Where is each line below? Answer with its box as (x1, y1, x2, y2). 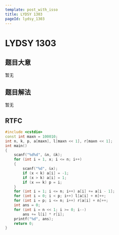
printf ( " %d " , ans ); (14, 216, 54, 221)
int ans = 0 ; (14, 203, 41, 207)
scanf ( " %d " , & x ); (23, 166, 58, 171)
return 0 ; (14, 221, 34, 226)
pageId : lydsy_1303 (5, 16, 45, 21)
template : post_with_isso (5, 7, 58, 12)
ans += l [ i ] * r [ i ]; (23, 212, 65, 217)
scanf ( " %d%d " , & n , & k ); (14, 152, 63, 157)
